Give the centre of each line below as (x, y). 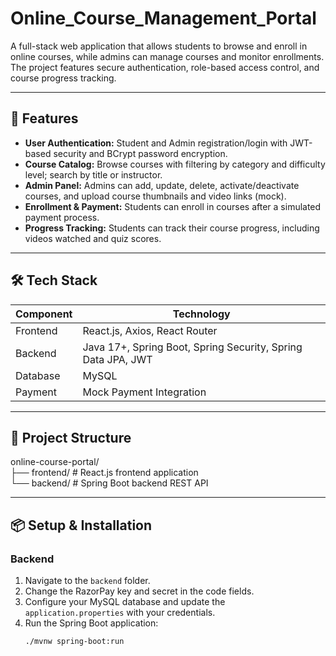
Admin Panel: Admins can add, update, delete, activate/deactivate (162, 185)
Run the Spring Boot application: (91, 623)
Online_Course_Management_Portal (163, 18)
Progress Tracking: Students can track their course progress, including (172, 228)
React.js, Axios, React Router (150, 330)
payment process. (62, 217)
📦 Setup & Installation (81, 525)
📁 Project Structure (71, 437)
